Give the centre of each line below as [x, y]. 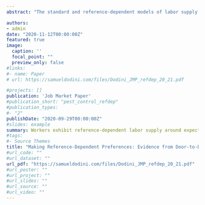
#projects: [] [24, 91]
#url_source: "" [27, 187]
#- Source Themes [28, 141]
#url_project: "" [28, 175]
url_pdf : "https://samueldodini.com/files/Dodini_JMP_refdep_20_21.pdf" [101, 164]
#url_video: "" [26, 192]
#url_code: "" [24, 153]
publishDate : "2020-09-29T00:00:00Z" [54, 119]
